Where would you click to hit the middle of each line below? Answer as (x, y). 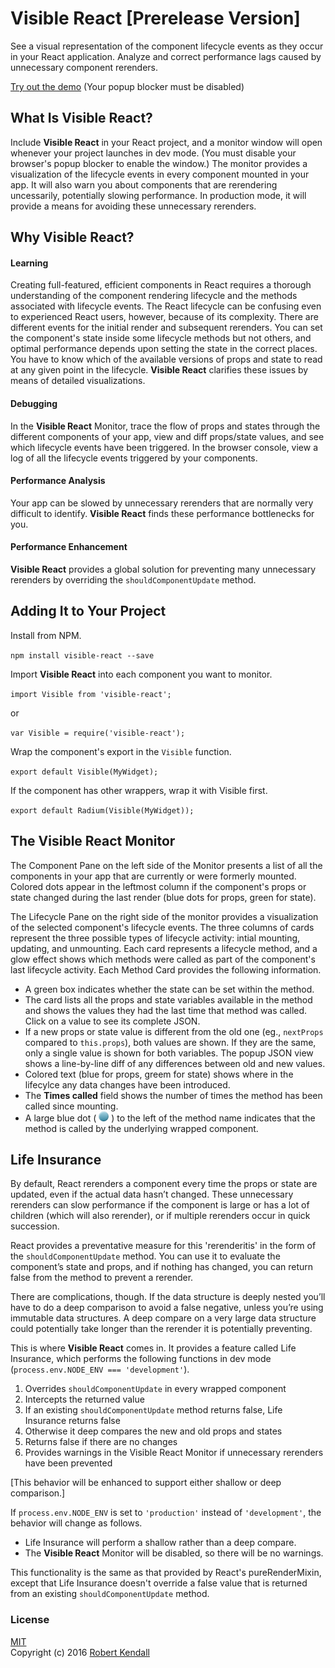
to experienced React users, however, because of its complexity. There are (164, 317)
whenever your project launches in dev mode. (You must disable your (153, 153)
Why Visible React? (72, 237)
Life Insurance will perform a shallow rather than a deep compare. (160, 1543)
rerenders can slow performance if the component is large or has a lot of (160, 1205)
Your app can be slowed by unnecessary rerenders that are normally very (162, 503)
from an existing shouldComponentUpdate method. (110, 1594)
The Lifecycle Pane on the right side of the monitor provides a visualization (164, 916)
